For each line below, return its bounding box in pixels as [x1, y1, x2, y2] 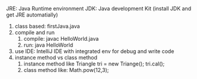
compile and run [14, 29, 55, 36]
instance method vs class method [14, 54, 98, 61]
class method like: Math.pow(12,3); [23, 67, 109, 73]
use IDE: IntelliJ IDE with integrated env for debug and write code [14, 48, 174, 55]
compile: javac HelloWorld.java [23, 35, 99, 42]
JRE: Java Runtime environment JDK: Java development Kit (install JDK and [6, 5, 192, 12]
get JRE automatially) [6, 11, 58, 18]
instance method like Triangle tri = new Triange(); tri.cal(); [23, 60, 165, 67]
